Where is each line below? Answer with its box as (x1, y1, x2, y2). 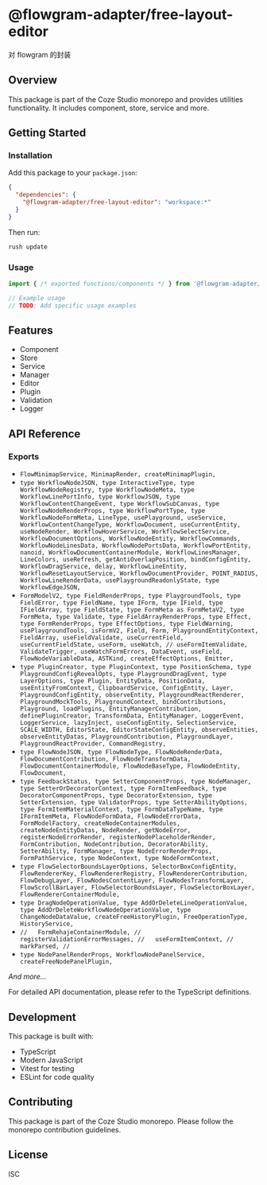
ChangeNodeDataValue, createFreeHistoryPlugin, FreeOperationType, (19, 913, 248, 921)
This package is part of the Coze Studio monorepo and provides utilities (8, 94, 244, 104)
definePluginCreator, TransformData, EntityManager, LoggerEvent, (19, 712, 245, 720)
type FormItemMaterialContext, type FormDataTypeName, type (19, 806, 223, 814)
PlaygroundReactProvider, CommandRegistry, (19, 740, 167, 748)
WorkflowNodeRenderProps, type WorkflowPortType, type (19, 507, 206, 515)
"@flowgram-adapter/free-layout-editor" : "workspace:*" (22, 198, 212, 206)
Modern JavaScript (19, 1055, 83, 1065)
